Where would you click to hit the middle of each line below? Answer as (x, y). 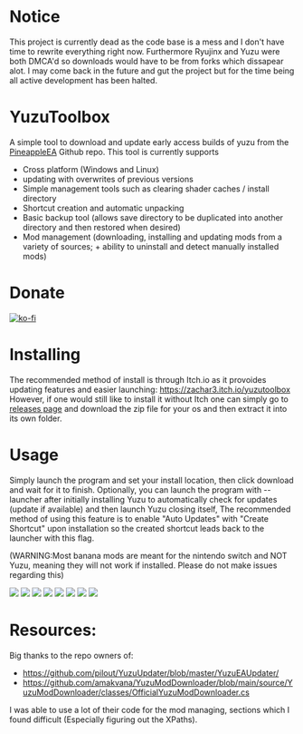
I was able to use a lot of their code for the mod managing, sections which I (150, 710)
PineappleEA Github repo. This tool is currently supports (114, 152)
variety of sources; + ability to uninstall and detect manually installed (151, 246)
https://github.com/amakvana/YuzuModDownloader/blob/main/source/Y (158, 682)
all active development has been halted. (84, 80)
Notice (35, 17)
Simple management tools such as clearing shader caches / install (146, 189)
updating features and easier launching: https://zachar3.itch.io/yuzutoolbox (150, 389)
